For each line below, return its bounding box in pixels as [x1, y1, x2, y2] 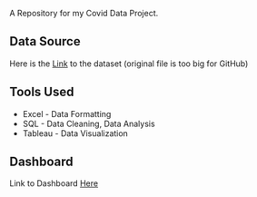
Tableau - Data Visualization [22, 127, 129, 139]
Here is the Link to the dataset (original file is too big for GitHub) [9, 58, 249, 69]
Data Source [9, 34, 81, 49]
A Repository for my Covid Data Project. [9, 8, 159, 18]
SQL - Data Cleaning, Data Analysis [22, 118, 156, 129]
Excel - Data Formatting [22, 108, 112, 119]
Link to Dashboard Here [9, 178, 98, 189]
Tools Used [9, 84, 74, 100]
